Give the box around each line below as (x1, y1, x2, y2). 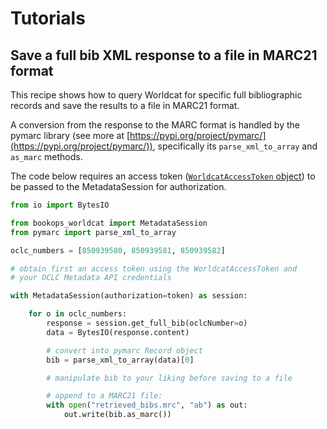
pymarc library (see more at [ (10, 130, 131, 141)
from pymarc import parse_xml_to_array (10, 227, 177, 237)
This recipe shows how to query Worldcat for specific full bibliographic (10, 89, 303, 101)
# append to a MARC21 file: (46, 391, 163, 401)
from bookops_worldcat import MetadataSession (10, 218, 208, 228)
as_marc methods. (10, 151, 83, 162)
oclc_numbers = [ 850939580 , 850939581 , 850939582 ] (10, 245, 226, 256)
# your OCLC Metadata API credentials (10, 273, 172, 283)
